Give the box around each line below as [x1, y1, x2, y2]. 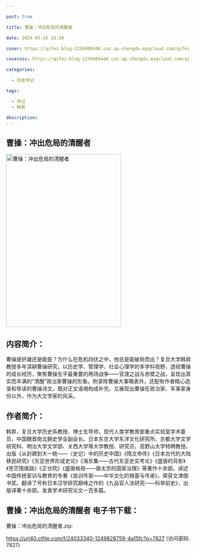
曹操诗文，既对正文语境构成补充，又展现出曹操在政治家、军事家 [31, 385, 186, 392]
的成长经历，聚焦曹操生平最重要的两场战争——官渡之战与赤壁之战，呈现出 [6, 371, 186, 377]
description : [6, 115, 38, 120]
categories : [6, 67, 35, 73]
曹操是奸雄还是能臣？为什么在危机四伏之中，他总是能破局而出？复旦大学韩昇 [6, 356, 191, 362]
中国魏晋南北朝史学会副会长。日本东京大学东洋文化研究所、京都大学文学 [16, 435, 191, 442]
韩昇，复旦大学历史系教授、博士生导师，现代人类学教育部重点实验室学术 [6, 428, 181, 435]
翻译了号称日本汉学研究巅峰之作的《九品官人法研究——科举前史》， [21, 479, 184, 486]
